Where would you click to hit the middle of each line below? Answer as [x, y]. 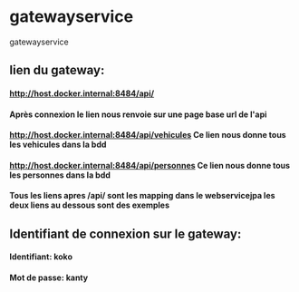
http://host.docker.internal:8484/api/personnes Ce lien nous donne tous [150, 165]
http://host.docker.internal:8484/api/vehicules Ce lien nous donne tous [148, 135]
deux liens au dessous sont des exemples [90, 205]
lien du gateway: [57, 70]
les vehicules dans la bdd [58, 145]
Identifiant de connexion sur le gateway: [125, 234]
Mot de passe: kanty [49, 277]
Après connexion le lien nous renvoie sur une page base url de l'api [138, 114]
